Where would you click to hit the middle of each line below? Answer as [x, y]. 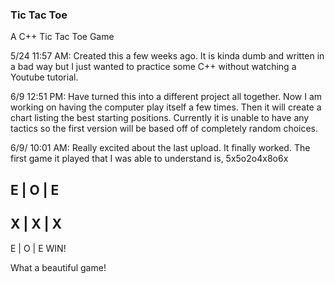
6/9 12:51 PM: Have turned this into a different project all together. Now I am [166, 97]
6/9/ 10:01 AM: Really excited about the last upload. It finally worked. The [160, 148]
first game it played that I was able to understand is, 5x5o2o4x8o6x [149, 159]
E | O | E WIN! [38, 248]
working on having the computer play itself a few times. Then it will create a [166, 107]
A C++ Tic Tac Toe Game [62, 37]
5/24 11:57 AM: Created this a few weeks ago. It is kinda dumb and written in [167, 56]
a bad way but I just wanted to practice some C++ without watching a [153, 67]
